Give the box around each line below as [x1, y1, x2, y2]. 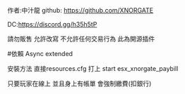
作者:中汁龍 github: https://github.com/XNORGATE [7, 6, 154, 14]
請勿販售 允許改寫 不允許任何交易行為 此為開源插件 [7, 34, 155, 43]
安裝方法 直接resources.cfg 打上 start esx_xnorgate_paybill [7, 65, 179, 72]
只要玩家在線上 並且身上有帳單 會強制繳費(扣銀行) [7, 79, 152, 88]
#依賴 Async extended [7, 50, 73, 58]
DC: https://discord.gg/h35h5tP [7, 20, 97, 28]
